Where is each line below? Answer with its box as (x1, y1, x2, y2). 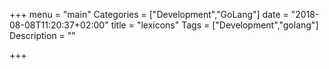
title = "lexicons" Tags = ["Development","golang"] (110, 19, 319, 31)
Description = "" (9, 30, 76, 41)
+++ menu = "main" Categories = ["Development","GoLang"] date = (9, 9, 289, 20)
